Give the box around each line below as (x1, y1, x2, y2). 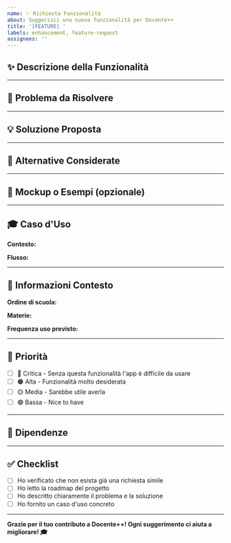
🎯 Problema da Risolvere (7, 92, 113, 104)
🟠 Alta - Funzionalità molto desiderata (16, 377, 126, 386)
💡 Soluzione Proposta (7, 124, 102, 135)
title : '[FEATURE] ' (7, 23, 67, 30)
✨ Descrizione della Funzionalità (7, 61, 149, 73)
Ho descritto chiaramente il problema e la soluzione (16, 492, 164, 500)
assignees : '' (7, 36, 48, 43)
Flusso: (7, 254, 29, 261)
